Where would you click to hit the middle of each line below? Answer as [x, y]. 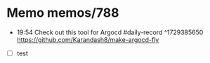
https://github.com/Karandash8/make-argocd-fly [88, 39]
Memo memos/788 [63, 13]
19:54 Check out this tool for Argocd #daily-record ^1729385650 [110, 32]
